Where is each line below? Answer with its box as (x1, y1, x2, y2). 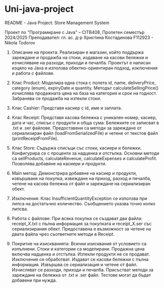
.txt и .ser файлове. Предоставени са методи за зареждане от (11, 125, 142, 131)
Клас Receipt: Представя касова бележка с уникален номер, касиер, (11, 114, 157, 120)
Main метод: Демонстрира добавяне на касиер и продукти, (11, 170, 137, 176)
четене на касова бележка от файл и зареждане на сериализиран (11, 181, 151, 187)
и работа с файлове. (11, 70, 55, 76)
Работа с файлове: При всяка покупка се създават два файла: (11, 215, 143, 221)
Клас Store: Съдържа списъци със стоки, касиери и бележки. (11, 145, 142, 151)
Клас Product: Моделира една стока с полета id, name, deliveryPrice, (11, 80, 156, 86)
